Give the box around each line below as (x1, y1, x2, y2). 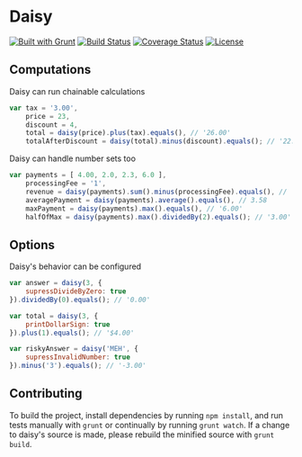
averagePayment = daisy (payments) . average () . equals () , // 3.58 (25, 195, 268, 204)
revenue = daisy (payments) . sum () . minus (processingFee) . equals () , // (25, 187, 288, 196)
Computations (9, 62, 92, 77)
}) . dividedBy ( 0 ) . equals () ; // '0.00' (9, 295, 151, 304)
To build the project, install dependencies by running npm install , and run (9, 409, 283, 420)
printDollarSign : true (25, 319, 111, 329)
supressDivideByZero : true (25, 287, 127, 296)
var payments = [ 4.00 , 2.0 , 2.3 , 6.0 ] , (9, 171, 167, 180)
